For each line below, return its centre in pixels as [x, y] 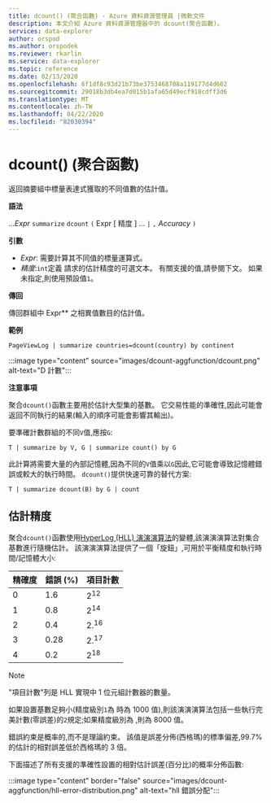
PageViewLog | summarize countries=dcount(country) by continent [121, 345]
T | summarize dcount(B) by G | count [74, 489]
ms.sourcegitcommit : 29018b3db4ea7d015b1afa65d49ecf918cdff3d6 [118, 92]
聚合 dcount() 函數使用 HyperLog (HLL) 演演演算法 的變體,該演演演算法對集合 [134, 537]
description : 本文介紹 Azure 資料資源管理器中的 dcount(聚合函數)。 [116, 24]
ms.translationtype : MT [49, 99]
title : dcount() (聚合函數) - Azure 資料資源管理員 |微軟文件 [107, 16]
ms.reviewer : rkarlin [45, 54]
